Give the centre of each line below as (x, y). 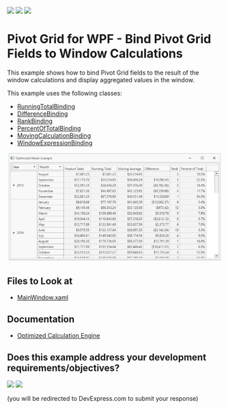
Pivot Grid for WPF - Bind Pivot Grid (109, 39)
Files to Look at (40, 281)
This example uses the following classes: (65, 93)
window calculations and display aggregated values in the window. (101, 79)
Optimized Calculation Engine (58, 336)
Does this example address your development (107, 357)
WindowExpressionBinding (55, 142)
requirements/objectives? (63, 368)
